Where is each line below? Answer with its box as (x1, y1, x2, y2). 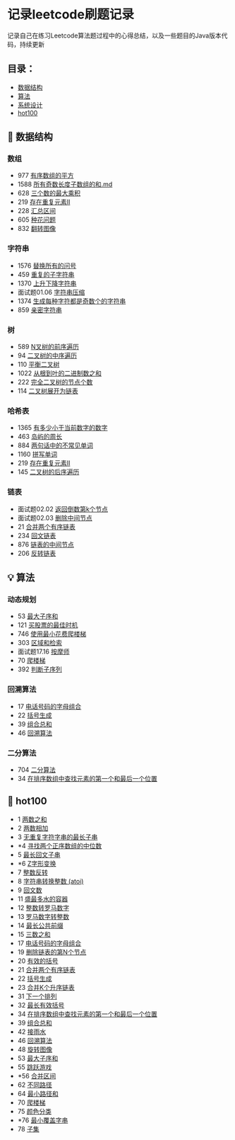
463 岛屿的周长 (17, 433, 63, 441)
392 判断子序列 (17, 665, 62, 673)
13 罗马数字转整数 (17, 912, 70, 920)
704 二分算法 (17, 765, 56, 774)
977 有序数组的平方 (17, 171, 74, 180)
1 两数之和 (17, 815, 47, 823)
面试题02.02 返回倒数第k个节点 (17, 504, 108, 513)
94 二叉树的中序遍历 (17, 351, 78, 360)
